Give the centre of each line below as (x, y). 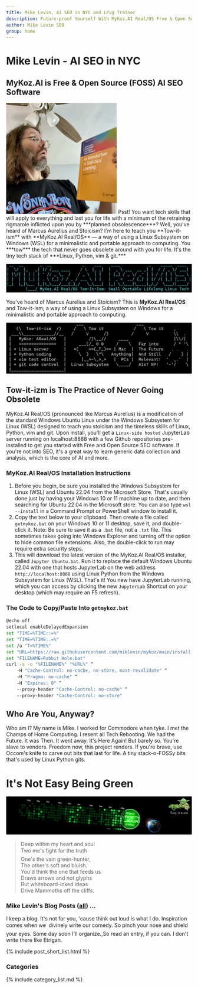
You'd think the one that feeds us (61, 871)
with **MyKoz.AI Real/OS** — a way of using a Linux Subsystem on (105, 237)
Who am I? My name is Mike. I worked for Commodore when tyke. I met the (98, 728)
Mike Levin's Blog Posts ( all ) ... (51, 906)
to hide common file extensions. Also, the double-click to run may (95, 542)
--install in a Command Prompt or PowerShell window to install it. (96, 510)
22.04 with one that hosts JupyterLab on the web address (85, 567)
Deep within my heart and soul (58, 844)
